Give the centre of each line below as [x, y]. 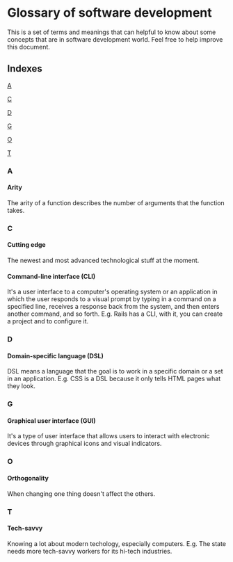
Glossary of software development [110, 13]
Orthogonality [28, 478]
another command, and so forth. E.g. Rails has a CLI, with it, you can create [115, 314]
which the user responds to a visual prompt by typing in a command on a [112, 299]
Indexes [25, 69]
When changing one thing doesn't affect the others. [81, 493]
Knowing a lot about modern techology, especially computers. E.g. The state [117, 543]
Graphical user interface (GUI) [51, 420]
